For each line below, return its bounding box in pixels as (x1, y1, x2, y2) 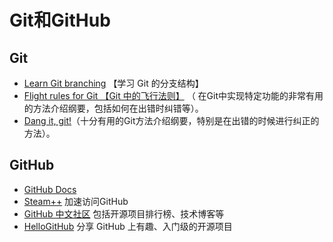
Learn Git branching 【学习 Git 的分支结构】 (23, 77, 204, 89)
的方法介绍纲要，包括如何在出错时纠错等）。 (23, 102, 204, 114)
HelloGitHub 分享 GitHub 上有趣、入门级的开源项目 (23, 220, 233, 232)
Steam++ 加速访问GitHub (23, 195, 129, 207)
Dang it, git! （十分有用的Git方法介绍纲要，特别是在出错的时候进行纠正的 (23, 115, 320, 126)
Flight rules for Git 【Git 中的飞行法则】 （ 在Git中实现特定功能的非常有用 (23, 90, 324, 101)
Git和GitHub (9, 9, 111, 32)
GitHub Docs (23, 183, 77, 195)
